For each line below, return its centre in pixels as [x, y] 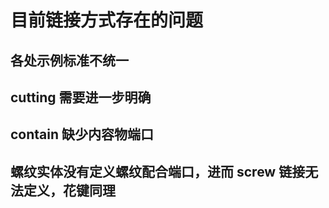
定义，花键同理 [69, 190]
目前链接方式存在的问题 [107, 20]
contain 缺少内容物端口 [82, 134]
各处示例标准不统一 [69, 60]
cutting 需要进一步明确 [81, 97]
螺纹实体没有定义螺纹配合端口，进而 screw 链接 [158, 171]
